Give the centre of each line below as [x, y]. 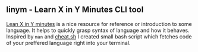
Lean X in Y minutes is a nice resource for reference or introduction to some [99, 24]
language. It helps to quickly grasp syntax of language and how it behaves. [98, 30]
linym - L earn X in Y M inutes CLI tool [75, 10]
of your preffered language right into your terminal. [68, 43]
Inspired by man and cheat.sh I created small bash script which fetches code [99, 36]
